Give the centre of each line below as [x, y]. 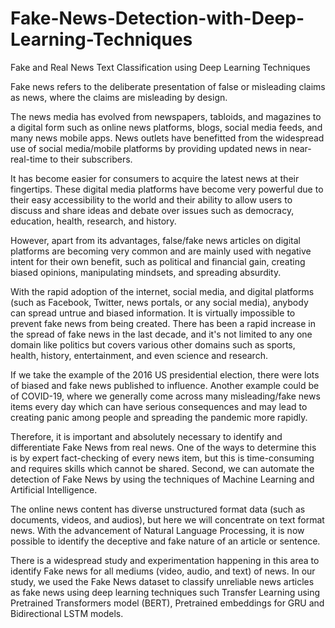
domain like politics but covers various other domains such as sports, [153, 344]
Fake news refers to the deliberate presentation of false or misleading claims [168, 86]
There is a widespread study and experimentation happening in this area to [165, 560]
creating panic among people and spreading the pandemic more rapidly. [159, 417]
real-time [29, 159]
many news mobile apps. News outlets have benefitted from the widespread [167, 138]
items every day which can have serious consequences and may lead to [159, 406]
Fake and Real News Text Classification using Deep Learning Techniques [160, 67]
